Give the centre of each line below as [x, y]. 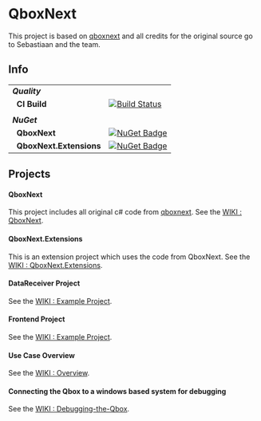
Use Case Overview [42, 355]
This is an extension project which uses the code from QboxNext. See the [129, 257]
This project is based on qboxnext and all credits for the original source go [130, 36]
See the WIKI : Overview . [49, 373]
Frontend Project [37, 319]
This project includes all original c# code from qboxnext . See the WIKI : [125, 212]
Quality [27, 91]
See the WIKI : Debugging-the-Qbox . [69, 409]
